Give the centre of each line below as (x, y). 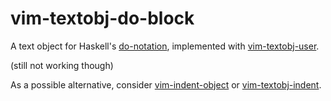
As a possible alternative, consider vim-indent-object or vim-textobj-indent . (166, 84)
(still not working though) (62, 65)
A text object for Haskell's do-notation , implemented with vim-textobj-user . (165, 46)
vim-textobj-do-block (102, 18)
